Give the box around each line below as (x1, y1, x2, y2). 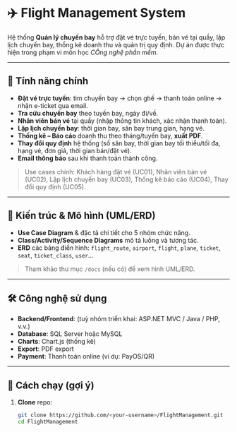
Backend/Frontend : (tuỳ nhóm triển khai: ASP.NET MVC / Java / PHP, (17, 315, 220, 323)
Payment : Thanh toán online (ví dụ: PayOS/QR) (17, 352, 155, 361)
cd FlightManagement (17, 419, 78, 426)
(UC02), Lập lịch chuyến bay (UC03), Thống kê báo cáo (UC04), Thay (24, 175, 229, 184)
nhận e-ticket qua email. (17, 101, 88, 109)
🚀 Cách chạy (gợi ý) (7, 379, 95, 391)
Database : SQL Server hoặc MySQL (17, 330, 123, 338)
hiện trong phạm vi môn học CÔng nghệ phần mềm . (7, 48, 159, 56)
